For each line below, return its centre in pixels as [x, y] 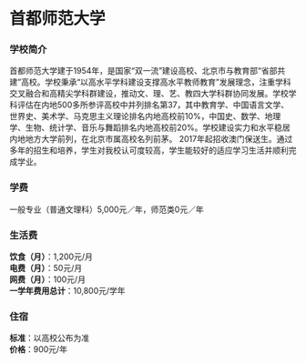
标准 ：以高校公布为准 [49, 338]
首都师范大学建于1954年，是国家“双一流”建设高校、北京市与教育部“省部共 [148, 71]
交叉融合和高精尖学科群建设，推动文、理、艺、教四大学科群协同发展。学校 [149, 94]
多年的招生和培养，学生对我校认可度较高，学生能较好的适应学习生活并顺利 [149, 150]
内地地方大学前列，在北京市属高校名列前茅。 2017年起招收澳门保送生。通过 [151, 139]
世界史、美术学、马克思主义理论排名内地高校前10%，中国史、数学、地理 [145, 116]
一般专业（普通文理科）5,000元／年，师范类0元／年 [107, 209]
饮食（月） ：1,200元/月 [51, 257]
